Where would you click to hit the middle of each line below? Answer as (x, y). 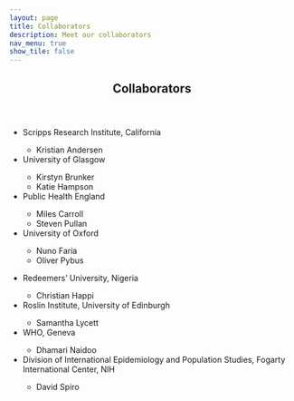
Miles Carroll (60, 213)
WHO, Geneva (49, 332)
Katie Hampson (65, 186)
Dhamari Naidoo (66, 349)
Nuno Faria (57, 250)
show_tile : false (42, 52)
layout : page (34, 18)
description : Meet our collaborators (81, 34)
